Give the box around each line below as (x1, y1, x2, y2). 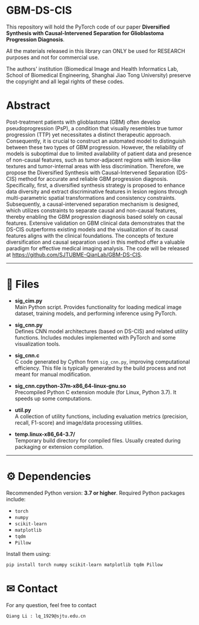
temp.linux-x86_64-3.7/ (14, 431, 75, 438)
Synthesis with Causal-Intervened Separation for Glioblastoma (6, 29, 164, 36)
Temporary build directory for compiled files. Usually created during (14, 436, 181, 444)
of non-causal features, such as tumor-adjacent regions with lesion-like (6, 156, 181, 164)
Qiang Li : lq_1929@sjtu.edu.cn (6, 613, 86, 619)
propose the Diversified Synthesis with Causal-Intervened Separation (6, 169, 175, 176)
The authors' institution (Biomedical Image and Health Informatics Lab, (6, 65, 179, 72)
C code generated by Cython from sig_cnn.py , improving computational (14, 358, 191, 365)
